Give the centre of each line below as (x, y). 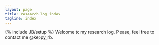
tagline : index (21, 18)
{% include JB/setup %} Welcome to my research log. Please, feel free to (80, 32)
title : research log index (33, 14)
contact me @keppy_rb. (29, 37)
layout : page (19, 9)
